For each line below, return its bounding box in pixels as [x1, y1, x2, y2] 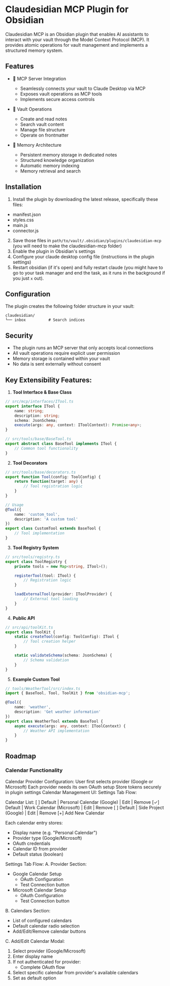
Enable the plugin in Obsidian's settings [12, 248, 95, 254]
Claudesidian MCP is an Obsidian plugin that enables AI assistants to [5, 31, 149, 37]
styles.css [12, 217, 34, 223]
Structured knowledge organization [20, 157, 94, 163]
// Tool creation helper [23, 639, 76, 644]
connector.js [12, 227, 39, 234]
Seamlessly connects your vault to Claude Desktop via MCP [20, 85, 146, 91]
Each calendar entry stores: [5, 819, 63, 826]
